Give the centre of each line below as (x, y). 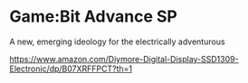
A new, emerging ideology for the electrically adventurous (117, 41)
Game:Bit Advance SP (94, 17)
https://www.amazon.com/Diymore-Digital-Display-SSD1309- (124, 59)
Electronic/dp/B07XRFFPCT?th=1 (71, 69)
